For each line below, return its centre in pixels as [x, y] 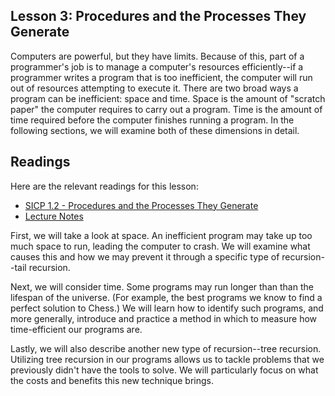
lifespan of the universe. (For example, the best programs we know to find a [166, 297]
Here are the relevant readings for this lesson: [104, 186]
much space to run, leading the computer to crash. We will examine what [160, 246]
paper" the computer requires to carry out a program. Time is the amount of [166, 109]
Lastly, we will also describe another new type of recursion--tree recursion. [166, 348]
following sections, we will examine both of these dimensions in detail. [155, 130]
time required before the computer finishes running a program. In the [152, 120]
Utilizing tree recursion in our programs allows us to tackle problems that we [167, 359]
